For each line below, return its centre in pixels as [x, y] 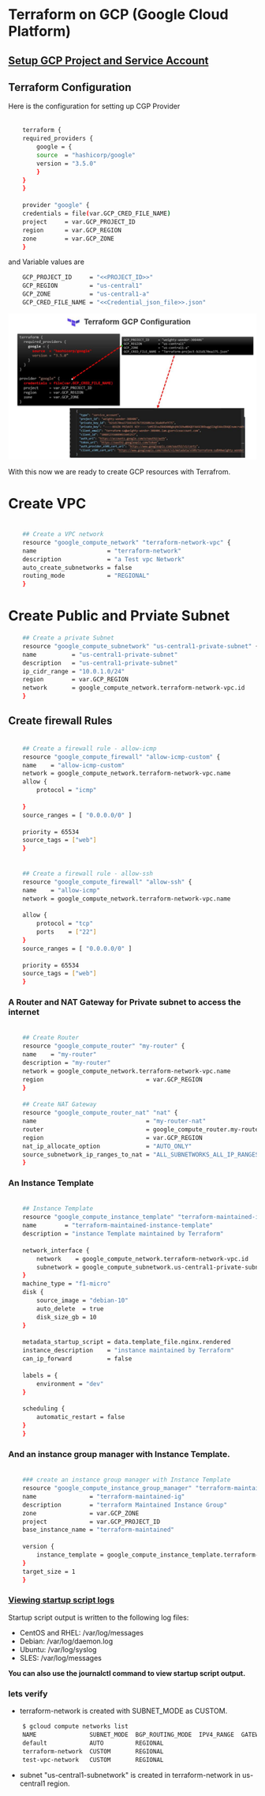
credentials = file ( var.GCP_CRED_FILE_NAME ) [97, 214]
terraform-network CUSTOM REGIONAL [93, 1751]
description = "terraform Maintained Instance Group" [125, 1505]
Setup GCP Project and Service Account [108, 60]
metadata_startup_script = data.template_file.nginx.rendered [127, 1342]
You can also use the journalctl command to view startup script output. [127, 1673]
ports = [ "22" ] [67, 932]
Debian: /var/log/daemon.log [66, 1641]
